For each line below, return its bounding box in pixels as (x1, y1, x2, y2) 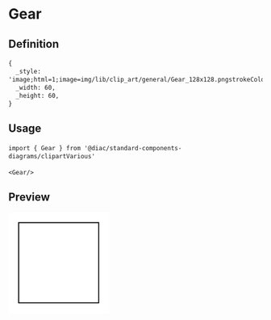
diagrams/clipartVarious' (8, 152, 95, 160)
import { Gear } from (8, 144, 81, 152)
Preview (8, 191, 51, 204)
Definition (8, 37, 59, 51)
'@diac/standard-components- (84, 144, 182, 152)
